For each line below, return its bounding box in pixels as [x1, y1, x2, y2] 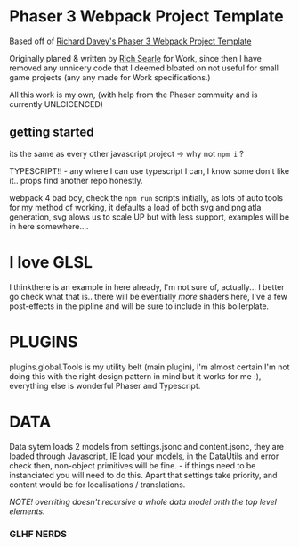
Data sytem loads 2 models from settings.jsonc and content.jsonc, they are [9, 441, 285, 452]
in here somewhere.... [9, 220, 89, 231]
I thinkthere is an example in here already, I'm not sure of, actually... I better [9, 281, 285, 292]
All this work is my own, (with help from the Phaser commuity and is [9, 89, 258, 100]
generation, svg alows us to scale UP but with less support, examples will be [9, 211, 290, 222]
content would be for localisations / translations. [9, 479, 186, 490]
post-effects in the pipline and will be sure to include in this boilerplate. [9, 301, 270, 311]
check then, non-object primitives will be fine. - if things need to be [9, 460, 256, 470]
